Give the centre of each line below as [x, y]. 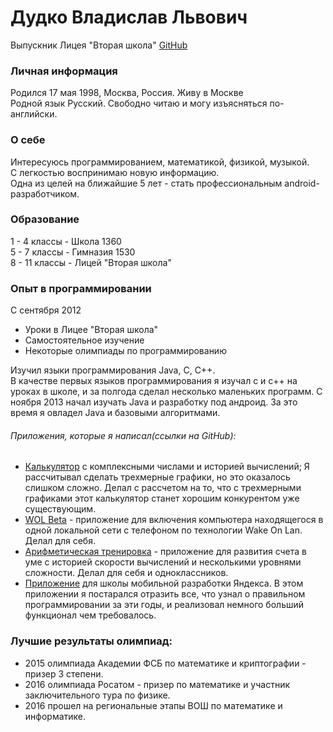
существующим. [60, 509]
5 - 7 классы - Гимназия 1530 [73, 252]
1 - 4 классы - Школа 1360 [66, 241]
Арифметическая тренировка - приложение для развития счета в [165, 552]
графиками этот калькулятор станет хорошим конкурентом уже [162, 498]
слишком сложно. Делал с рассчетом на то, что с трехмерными [163, 488]
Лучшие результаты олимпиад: [91, 641]
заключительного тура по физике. [97, 695]
